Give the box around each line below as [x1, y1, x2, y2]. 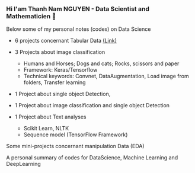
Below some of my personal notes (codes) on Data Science [6, 25, 151, 33]
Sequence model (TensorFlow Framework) [23, 131, 128, 138]
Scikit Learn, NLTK [23, 125, 69, 132]
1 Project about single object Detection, [14, 91, 111, 98]
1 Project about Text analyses [14, 113, 87, 120]
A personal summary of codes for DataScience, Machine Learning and [6, 154, 178, 161]
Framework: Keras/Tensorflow [23, 66, 98, 73]
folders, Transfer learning [23, 79, 86, 86]
